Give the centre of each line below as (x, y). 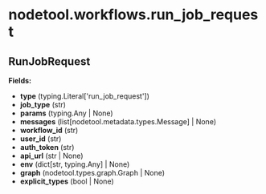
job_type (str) (43, 105)
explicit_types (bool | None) (67, 181)
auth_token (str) (47, 147)
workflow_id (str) (49, 130)
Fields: (20, 81)
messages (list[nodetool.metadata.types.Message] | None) (118, 121)
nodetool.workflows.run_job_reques (133, 15)
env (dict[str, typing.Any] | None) (75, 164)
